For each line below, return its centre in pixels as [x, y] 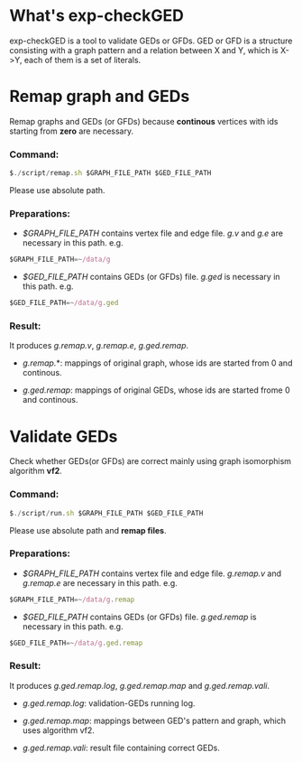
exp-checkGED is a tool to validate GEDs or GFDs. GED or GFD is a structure [151, 41]
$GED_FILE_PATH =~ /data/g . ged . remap [76, 643]
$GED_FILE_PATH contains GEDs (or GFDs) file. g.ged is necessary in [151, 277]
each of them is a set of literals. [82, 60]
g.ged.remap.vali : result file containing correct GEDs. [121, 748]
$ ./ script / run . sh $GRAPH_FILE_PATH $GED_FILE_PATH [106, 513]
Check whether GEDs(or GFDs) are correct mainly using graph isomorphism [150, 461]
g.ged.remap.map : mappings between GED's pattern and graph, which [154, 720]
